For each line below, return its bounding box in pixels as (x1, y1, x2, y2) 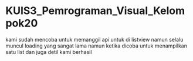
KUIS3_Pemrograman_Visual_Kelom (5, 4, 185, 18)
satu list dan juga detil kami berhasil (5, 48, 92, 55)
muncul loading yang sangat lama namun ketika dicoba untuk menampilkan (5, 42, 187, 49)
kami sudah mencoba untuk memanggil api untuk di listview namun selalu (5, 36, 184, 43)
